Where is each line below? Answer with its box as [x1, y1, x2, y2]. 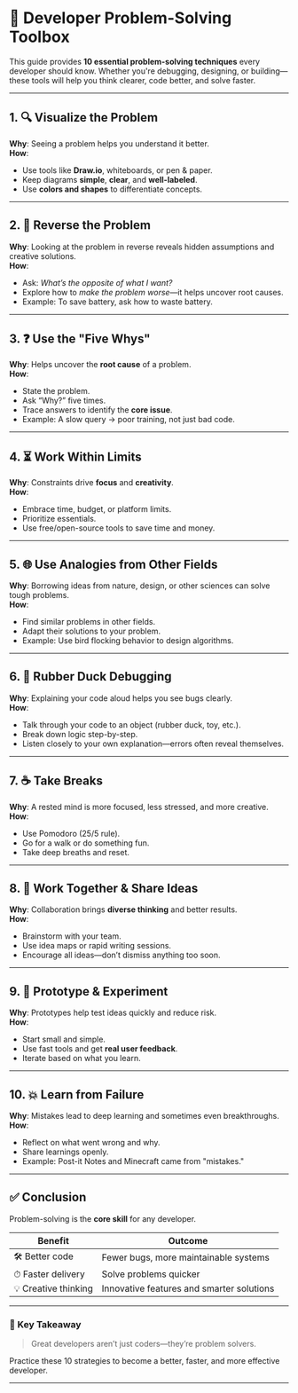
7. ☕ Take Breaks [9, 774, 104, 789]
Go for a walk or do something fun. [21, 838, 150, 848]
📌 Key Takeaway [9, 1318, 82, 1330]
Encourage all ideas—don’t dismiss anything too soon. [21, 949, 221, 961]
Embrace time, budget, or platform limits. [21, 504, 172, 515]
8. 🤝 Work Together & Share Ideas [9, 881, 199, 896]
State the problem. [21, 386, 90, 397]
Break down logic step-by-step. [21, 728, 138, 739]
